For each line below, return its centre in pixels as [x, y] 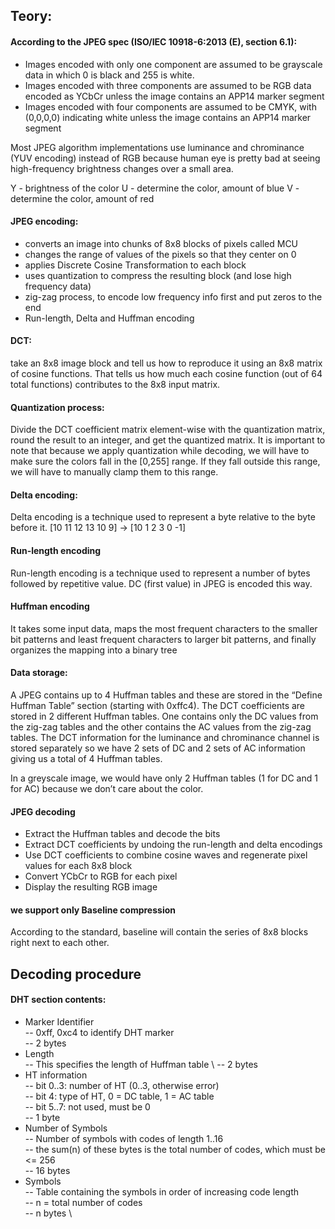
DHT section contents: [58, 1000]
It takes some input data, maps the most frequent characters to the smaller [164, 628]
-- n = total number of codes [83, 1203]
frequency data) [58, 286]
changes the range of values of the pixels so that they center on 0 [160, 254]
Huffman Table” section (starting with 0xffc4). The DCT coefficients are [158, 706]
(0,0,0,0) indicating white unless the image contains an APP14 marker [168, 117]
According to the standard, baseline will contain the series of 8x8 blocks [159, 932]
